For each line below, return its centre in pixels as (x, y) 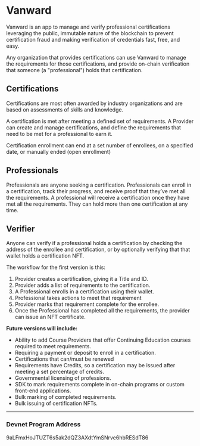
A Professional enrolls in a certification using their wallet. (85, 292)
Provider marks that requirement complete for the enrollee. (87, 304)
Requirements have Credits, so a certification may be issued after (95, 366)
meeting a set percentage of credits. (59, 372)
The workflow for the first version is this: (56, 267)
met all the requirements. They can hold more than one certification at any (97, 204)
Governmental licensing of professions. (63, 378)
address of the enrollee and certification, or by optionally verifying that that (98, 250)
